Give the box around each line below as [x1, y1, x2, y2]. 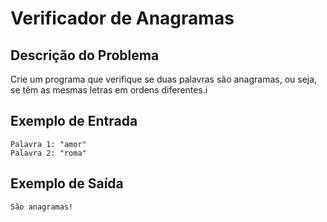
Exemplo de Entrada [10, 113, 138, 130]
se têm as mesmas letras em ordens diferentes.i [10, 84, 208, 96]
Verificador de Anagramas [10, 7, 235, 30]
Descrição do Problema [10, 47, 160, 64]
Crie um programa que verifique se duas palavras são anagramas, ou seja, [10, 73, 318, 85]
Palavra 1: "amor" [10, 139, 87, 149]
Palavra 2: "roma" [10, 148, 87, 158]
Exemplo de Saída [10, 175, 124, 192]
